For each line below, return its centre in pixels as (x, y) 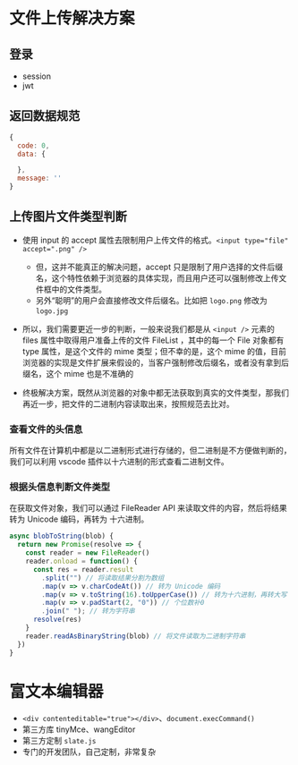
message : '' (40, 178)
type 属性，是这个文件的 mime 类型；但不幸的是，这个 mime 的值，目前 (154, 351)
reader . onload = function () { (82, 561)
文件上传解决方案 (72, 18)
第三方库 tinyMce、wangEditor (79, 729)
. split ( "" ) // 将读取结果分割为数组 (103, 578)
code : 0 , (34, 145)
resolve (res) (57, 620)
